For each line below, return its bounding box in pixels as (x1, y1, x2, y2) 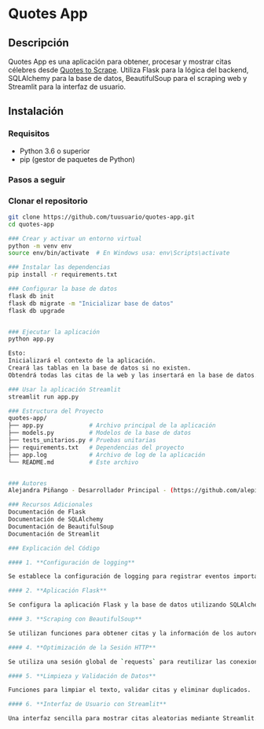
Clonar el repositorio (8, 195, 88, 206)
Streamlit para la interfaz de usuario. (8, 82, 126, 91)
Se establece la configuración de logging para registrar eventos (8, 573, 230, 580)
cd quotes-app (8, 220, 55, 228)
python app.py (8, 335, 55, 343)
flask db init (8, 292, 55, 300)
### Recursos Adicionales (8, 501, 93, 509)
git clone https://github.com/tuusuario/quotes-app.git (8, 213, 195, 221)
